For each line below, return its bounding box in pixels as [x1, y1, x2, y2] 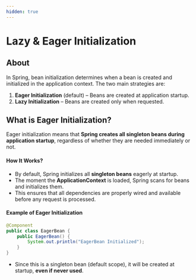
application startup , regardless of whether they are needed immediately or [6, 137, 191, 144]
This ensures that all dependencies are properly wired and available [14, 189, 181, 196]
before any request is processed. [14, 196, 96, 203]
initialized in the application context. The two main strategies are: [6, 80, 165, 87]
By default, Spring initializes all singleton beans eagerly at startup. [14, 170, 178, 177]
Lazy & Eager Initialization [6, 34, 137, 48]
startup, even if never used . [14, 267, 84, 274]
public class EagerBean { [6, 228, 70, 234]
